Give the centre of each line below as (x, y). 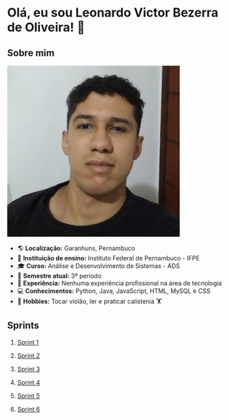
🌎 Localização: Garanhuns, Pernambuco (76, 248)
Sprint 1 (28, 342)
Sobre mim (31, 53)
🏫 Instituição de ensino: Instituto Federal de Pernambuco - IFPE (108, 258)
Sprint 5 (28, 396)
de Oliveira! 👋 (46, 27)
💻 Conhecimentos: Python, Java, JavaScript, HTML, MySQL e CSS (114, 291)
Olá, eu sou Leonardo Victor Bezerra (113, 13)
